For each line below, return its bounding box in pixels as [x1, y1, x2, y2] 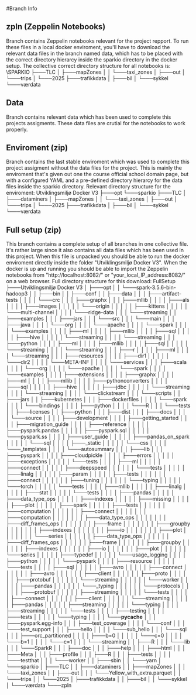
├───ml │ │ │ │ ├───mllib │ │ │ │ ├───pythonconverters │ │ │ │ [6, 377, 169, 384]
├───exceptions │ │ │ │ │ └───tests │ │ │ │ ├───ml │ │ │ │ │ [6, 458, 161, 465]
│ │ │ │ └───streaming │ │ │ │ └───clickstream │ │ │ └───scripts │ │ [6, 390, 181, 397]
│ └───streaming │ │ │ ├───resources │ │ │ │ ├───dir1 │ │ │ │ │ [6, 352, 170, 359]
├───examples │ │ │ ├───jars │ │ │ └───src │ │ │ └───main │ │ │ [6, 315, 176, 322]
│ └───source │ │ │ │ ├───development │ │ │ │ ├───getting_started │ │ [6, 415, 188, 422]
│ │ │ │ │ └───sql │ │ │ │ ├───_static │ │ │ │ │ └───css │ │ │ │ [6, 439, 167, 446]
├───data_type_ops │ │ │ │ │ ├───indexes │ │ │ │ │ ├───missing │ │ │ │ [6, 496, 190, 503]
